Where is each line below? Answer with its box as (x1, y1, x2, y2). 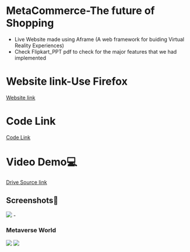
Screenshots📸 (6, 195, 59, 205)
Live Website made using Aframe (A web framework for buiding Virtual (14, 36, 185, 43)
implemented (14, 54, 47, 61)
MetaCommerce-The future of (6, 4, 155, 17)
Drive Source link (6, 178, 48, 185)
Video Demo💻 (6, 156, 78, 169)
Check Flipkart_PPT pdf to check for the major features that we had (14, 48, 177, 55)
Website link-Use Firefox (6, 75, 128, 88)
